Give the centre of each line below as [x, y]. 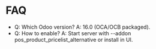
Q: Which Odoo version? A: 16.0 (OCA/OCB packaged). [82, 27]
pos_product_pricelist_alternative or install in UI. [73, 39]
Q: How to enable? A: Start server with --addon [73, 33]
